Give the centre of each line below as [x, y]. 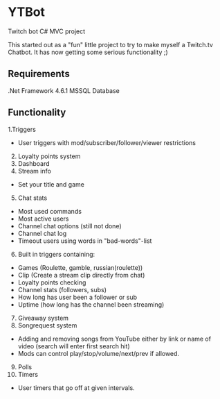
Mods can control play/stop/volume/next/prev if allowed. [98, 353]
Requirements [39, 74]
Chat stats [33, 198]
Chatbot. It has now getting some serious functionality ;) [88, 52]
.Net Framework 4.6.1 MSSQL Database [64, 90]
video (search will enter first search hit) [74, 346]
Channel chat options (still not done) [70, 226]
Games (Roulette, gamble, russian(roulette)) [80, 267]
